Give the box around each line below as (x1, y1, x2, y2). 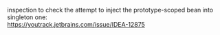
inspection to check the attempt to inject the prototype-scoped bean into (7, 6, 214, 14)
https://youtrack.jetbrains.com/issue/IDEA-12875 (7, 21, 146, 28)
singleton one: (7, 13, 48, 21)
